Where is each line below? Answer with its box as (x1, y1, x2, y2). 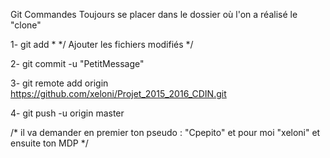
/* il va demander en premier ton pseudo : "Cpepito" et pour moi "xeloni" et (10, 127, 321, 138)
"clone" (10, 19, 42, 31)
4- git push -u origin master (10, 107, 125, 119)
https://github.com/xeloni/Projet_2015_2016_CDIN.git (10, 88, 227, 99)
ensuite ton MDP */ (10, 137, 89, 149)
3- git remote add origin (10, 77, 109, 89)
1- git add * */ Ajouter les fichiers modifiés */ (10, 39, 194, 50)
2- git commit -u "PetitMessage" (10, 58, 145, 69)
